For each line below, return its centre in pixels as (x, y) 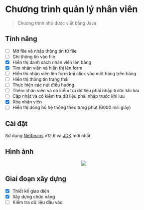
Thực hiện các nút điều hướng (43, 85)
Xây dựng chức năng (34, 196)
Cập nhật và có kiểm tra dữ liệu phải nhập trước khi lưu (69, 96)
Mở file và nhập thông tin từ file (44, 51)
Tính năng (21, 39)
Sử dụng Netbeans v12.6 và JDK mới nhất (48, 136)
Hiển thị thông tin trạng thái (40, 79)
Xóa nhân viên (27, 102)
